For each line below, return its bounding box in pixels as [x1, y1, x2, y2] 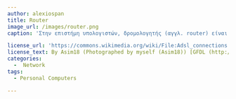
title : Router [7, 17, 49, 24]
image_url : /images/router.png [7, 23, 99, 30]
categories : [7, 55, 42, 63]
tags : [7, 68, 23, 75]
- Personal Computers [13, 75, 77, 82]
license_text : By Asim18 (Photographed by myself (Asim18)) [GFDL [7, 49, 206, 56]
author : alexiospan [7, 10, 65, 17]
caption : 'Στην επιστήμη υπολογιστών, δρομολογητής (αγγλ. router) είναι [7, 29, 228, 37]
